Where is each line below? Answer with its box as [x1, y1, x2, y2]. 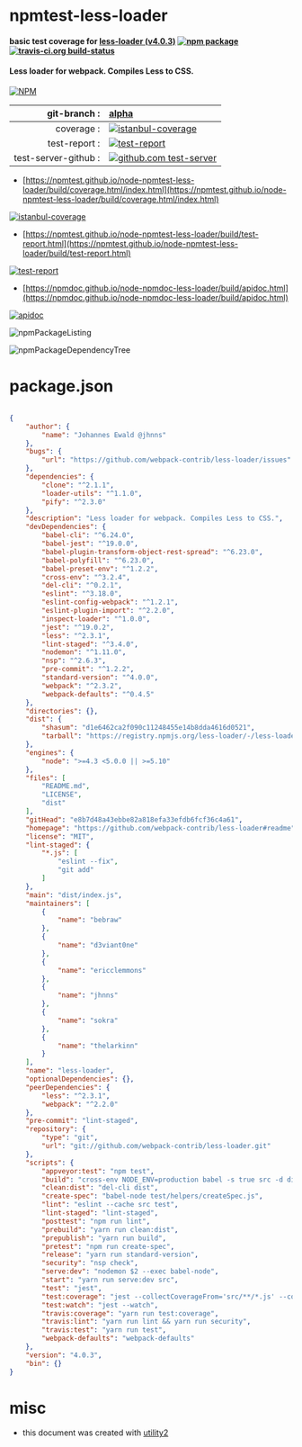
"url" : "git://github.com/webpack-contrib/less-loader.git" [41, 1142, 271, 1151]
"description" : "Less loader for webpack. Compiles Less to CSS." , [25, 514, 283, 523]
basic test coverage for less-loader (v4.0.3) [9, 35, 176, 46]
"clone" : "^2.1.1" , [41, 481, 115, 490]
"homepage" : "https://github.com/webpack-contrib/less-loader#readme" [25, 823, 296, 832]
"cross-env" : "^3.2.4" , [41, 572, 130, 581]
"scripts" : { [25, 1158, 75, 1167]
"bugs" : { [25, 447, 63, 456]
